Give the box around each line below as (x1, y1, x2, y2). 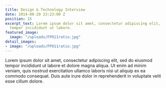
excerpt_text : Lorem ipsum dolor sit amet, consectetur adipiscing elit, (5, 21, 161, 26)
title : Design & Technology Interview (5, 7, 85, 12)
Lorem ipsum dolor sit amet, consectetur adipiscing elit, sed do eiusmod (5, 57, 153, 63)
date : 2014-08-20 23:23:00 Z (5, 12, 65, 17)
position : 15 (5, 16, 32, 21)
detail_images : (5, 39, 37, 44)
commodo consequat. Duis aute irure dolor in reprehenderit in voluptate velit (5, 73, 161, 79)
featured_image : (5, 30, 39, 35)
